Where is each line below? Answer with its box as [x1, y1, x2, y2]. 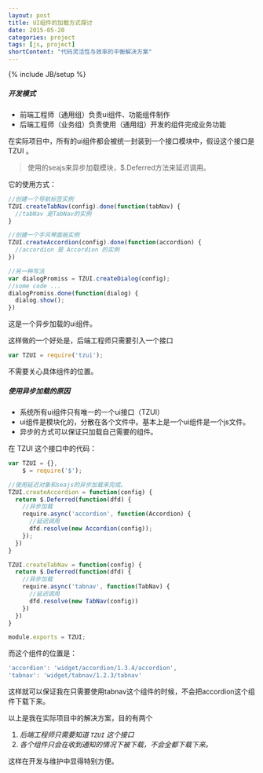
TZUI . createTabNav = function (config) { [8, 561, 143, 569]
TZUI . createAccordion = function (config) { [8, 488, 153, 496]
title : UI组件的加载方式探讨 [8, 19, 93, 27]
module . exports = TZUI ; [8, 633, 86, 641]
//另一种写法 [8, 267, 45, 275]
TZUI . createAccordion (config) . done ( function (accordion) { [8, 239, 202, 247]
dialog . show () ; [15, 296, 65, 305]
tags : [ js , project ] [8, 41, 76, 49]
